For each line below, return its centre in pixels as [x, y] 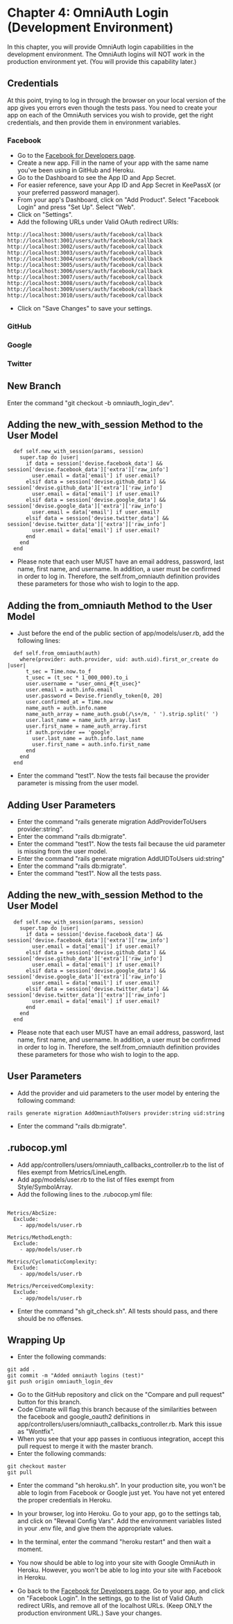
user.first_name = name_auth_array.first [86, 727]
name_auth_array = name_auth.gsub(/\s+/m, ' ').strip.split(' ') [122, 714]
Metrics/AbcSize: [32, 1213]
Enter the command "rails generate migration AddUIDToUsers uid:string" [121, 859]
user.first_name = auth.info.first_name [91, 745]
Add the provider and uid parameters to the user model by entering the [118, 1093]
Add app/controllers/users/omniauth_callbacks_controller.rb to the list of [121, 1165]
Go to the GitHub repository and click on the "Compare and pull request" [121, 1395]
